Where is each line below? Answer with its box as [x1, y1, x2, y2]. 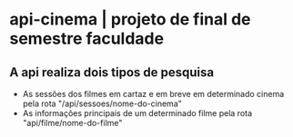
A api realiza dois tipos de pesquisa [9, 64, 215, 80]
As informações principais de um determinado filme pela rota [22, 108, 253, 118]
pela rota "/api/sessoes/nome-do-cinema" [22, 98, 182, 109]
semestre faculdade [9, 28, 165, 49]
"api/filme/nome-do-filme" [22, 118, 123, 128]
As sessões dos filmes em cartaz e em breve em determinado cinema [22, 89, 285, 99]
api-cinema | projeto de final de [9, 9, 251, 30]
